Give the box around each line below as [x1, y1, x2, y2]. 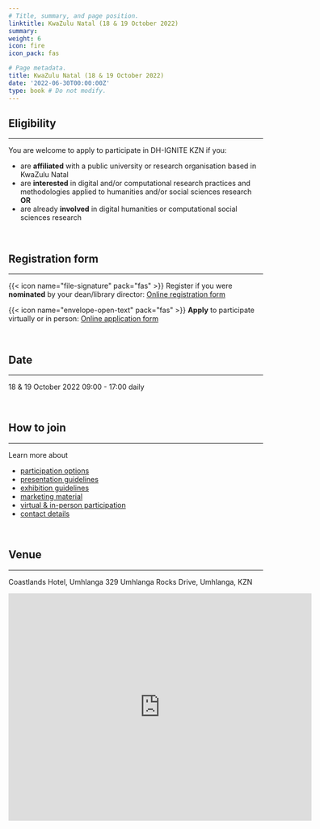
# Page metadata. [8, 64, 67, 73]
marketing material [19, 491, 83, 501]
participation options [19, 466, 90, 476]
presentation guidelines [19, 474, 99, 484]
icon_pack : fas [8, 49, 60, 57]
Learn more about [8, 450, 69, 459]
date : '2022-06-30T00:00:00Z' [8, 78, 111, 87]
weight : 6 [8, 34, 42, 43]
